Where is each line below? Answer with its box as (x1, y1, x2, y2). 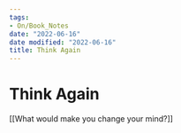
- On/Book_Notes (9, 21, 69, 30)
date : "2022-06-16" (9, 29, 81, 38)
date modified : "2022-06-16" (9, 37, 117, 47)
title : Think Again (9, 46, 81, 55)
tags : (9, 12, 29, 22)
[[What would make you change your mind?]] (9, 113, 174, 124)
